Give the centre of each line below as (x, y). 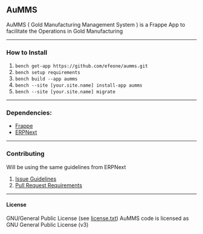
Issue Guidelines (36, 179)
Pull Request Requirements (49, 185)
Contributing (25, 154)
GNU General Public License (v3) (47, 224)
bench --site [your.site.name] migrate (65, 92)
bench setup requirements (47, 73)
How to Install (27, 52)
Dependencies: (29, 113)
